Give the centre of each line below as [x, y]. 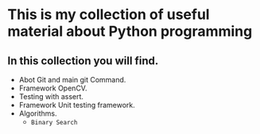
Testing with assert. [51, 96]
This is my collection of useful [109, 15]
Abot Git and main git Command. [72, 80]
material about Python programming [130, 31]
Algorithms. [38, 113]
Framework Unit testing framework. [77, 105]
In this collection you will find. [83, 61]
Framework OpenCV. [53, 88]
